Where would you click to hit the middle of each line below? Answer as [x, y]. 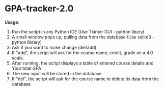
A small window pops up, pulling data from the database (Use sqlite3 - [83, 37]
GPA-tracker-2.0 [39, 9]
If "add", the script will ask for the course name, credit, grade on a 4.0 [82, 53]
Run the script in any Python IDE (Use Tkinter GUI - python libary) [78, 31]
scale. [18, 58]
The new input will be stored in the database [56, 73]
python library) [27, 42]
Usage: [12, 22]
